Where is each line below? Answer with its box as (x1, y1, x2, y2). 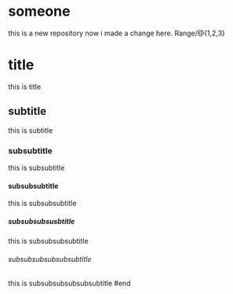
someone (8, 2, 71, 20)
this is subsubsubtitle (8, 199, 77, 208)
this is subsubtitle (8, 163, 65, 172)
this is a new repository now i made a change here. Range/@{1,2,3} (8, 28, 226, 38)
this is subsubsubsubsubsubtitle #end (8, 278, 131, 288)
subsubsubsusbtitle (8, 216, 75, 226)
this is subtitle (8, 125, 53, 135)
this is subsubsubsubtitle (8, 237, 89, 246)
